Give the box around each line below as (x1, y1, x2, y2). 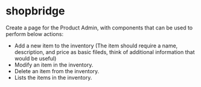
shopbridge (5, 4, 65, 18)
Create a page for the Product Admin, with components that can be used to (5, 24, 193, 31)
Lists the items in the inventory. (14, 74, 92, 81)
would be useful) (14, 55, 57, 62)
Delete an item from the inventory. (14, 67, 100, 74)
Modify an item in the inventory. (14, 61, 94, 68)
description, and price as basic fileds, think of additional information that (14, 48, 195, 55)
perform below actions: (5, 30, 64, 37)
